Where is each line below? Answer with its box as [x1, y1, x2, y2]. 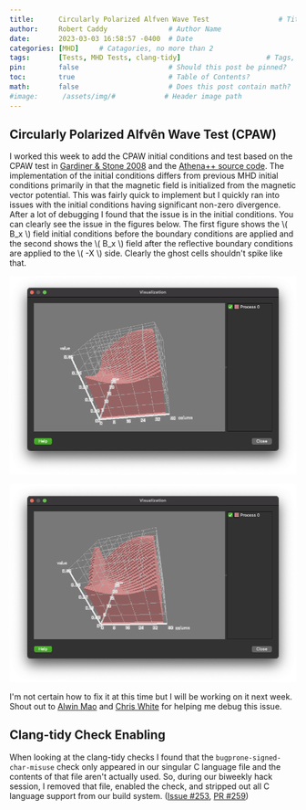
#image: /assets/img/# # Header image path [9, 91, 243, 100]
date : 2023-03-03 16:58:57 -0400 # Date [9, 34, 194, 43]
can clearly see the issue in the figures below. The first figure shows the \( [9, 219, 289, 230]
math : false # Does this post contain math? [9, 82, 291, 91]
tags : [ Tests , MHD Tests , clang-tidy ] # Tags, [9, 53, 296, 63]
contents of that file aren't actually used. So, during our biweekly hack [9, 771, 273, 782]
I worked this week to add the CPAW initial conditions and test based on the [9, 151, 293, 162]
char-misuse [9, 763, 55, 772]
